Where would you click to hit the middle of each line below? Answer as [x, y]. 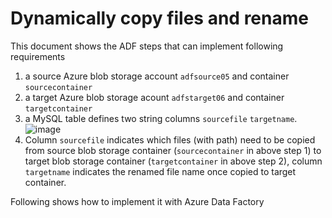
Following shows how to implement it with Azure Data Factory [137, 201]
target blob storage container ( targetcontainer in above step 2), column [173, 161]
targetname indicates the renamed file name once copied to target [160, 171]
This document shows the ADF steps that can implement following [147, 46]
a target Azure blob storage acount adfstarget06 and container [154, 97]
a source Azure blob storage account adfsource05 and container [157, 76]
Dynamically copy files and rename [159, 18]
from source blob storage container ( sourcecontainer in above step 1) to [173, 150]
